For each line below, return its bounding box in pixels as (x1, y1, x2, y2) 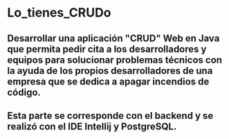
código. (7, 86, 42, 98)
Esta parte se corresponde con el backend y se (7, 109, 214, 122)
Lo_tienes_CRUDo (7, 5, 111, 21)
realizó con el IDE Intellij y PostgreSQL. (7, 120, 177, 132)
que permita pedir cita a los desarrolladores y (7, 43, 207, 55)
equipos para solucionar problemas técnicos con (7, 54, 223, 66)
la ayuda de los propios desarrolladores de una (7, 64, 213, 77)
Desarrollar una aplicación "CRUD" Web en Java (7, 33, 220, 44)
